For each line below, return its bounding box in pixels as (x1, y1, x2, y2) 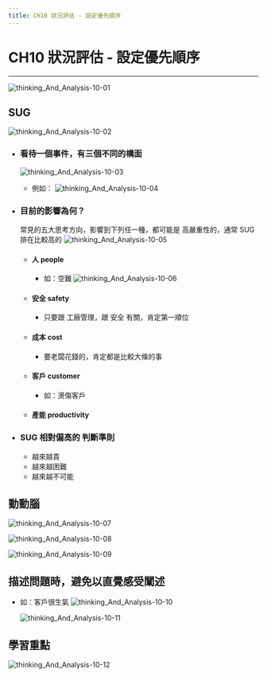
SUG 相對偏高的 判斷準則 (19, 432, 115, 443)
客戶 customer (31, 371, 81, 381)
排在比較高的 (19, 234, 62, 244)
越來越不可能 (31, 472, 74, 481)
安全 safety (31, 293, 70, 303)
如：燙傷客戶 (43, 390, 86, 400)
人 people (31, 254, 64, 264)
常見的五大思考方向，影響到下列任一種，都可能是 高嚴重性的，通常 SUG (19, 225, 255, 234)
